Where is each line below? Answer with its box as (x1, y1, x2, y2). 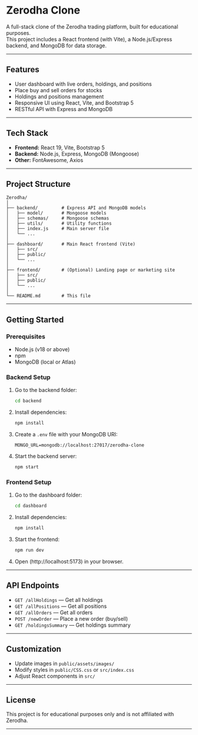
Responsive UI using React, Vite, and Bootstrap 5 (14, 99, 134, 106)
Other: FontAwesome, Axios (14, 156, 84, 163)
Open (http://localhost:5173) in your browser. (14, 558, 124, 565)
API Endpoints (6, 581, 60, 591)
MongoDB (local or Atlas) (14, 358, 76, 365)
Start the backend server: (14, 453, 77, 460)
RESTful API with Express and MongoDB (14, 105, 113, 112)
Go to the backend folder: (14, 387, 77, 394)
